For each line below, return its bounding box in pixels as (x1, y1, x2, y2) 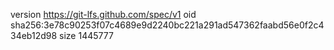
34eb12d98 (10, 30, 58, 41)
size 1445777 (59, 30, 114, 41)
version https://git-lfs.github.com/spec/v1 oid (10, 9, 197, 20)
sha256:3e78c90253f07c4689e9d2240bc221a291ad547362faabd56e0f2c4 (10, 19, 325, 31)
